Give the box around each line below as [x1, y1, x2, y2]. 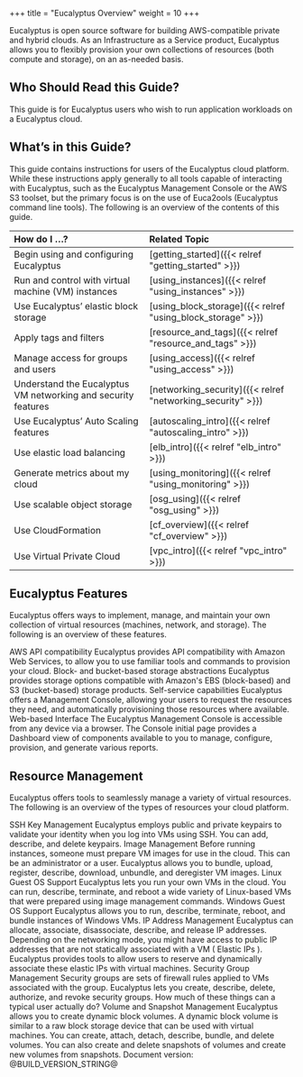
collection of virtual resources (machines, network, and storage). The [9, 619, 267, 630]
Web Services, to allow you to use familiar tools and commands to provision [9, 656, 290, 667]
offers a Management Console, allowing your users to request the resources [9, 694, 293, 706]
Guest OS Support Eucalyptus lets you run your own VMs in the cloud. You [9, 877, 287, 888]
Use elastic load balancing [14, 446, 126, 459]
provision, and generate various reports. [9, 743, 159, 753]
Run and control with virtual [14, 274, 131, 287]
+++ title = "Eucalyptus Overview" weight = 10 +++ [9, 8, 200, 18]
